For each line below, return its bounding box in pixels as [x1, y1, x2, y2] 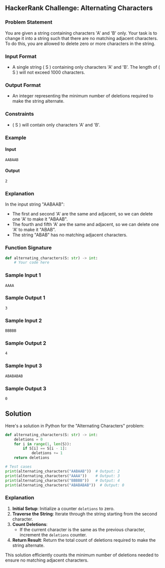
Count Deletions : [12, 521, 48, 527]
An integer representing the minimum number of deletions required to [12, 93, 154, 99]
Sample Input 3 [5, 362, 42, 369]
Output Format [5, 82, 41, 88]
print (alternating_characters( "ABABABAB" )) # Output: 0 [5, 482, 125, 487]
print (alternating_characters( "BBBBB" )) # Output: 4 [5, 478, 120, 483]
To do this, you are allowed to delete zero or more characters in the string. [5, 41, 156, 46]
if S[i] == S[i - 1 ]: [23, 446, 67, 451]
